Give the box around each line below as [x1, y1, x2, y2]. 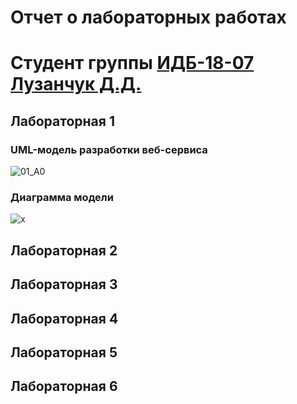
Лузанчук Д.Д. [10, 73, 142, 96]
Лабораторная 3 [10, 276, 118, 293]
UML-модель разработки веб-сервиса [10, 142, 208, 156]
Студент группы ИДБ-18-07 [10, 52, 255, 75]
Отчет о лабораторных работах [10, 6, 287, 29]
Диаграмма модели [10, 190, 114, 204]
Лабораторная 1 [10, 112, 115, 130]
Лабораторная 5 [10, 344, 118, 361]
